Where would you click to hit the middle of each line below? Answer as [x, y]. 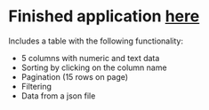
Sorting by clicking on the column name [94, 67]
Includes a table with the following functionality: [96, 41]
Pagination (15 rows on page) [75, 76]
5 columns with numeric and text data [90, 58]
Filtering [36, 86]
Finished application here [104, 16]
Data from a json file [58, 96]
